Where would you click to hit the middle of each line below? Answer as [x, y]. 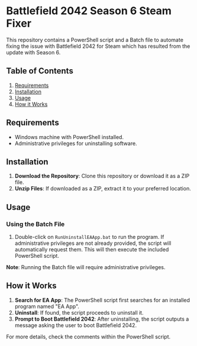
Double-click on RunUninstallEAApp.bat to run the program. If [89, 237]
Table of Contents [40, 71]
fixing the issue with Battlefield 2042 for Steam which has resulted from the [98, 46]
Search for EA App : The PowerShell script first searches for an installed [102, 300]
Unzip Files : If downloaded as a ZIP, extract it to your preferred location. [103, 189]
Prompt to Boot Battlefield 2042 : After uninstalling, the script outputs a [102, 319]
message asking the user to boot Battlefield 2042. [76, 325]
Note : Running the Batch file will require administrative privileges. [86, 267]
